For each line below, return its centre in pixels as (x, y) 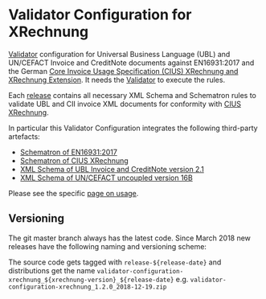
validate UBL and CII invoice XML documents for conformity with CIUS (125, 104)
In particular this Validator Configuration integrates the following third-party (133, 128)
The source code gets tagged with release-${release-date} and (115, 262)
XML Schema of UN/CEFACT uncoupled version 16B (106, 178)
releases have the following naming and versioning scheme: (108, 246)
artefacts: (24, 136)
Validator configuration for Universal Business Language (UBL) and (119, 54)
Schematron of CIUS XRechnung (74, 160)
